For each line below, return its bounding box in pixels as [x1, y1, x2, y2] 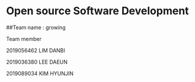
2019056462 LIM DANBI [6, 46, 65, 54]
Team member [6, 35, 41, 42]
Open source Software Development [6, 4, 189, 18]
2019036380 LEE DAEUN [6, 58, 68, 65]
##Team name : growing [6, 24, 66, 31]
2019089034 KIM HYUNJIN [6, 70, 74, 77]
